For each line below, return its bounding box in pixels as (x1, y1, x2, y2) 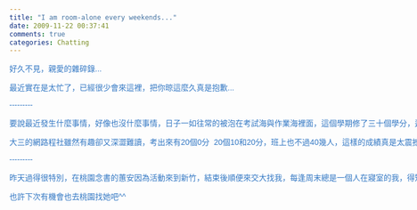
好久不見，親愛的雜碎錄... (9, 64, 102, 74)
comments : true (9, 29, 66, 38)
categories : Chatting (9, 37, 90, 47)
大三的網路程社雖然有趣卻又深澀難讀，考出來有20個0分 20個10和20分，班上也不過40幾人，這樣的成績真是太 (9, 137, 405, 148)
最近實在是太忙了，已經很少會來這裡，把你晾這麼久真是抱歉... (9, 83, 234, 93)
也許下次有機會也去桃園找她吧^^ (9, 192, 127, 202)
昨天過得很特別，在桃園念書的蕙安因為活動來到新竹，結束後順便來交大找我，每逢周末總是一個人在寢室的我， (9, 173, 407, 183)
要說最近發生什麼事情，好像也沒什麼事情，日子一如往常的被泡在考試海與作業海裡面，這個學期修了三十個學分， (9, 118, 415, 129)
